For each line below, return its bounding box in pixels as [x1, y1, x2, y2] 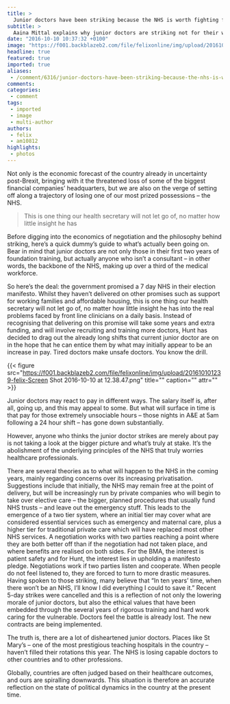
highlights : [7, 144, 41, 151]
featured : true [7, 55, 51, 62]
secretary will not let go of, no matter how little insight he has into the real [7, 304, 214, 313]
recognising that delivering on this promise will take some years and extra [7, 319, 216, 327]
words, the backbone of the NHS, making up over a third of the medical [7, 262, 209, 270]
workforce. [7, 269, 38, 277]
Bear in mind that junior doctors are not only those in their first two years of [7, 247, 220, 255]
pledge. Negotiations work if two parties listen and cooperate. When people [7, 561, 221, 570]
